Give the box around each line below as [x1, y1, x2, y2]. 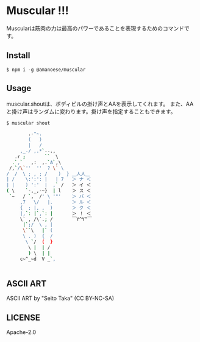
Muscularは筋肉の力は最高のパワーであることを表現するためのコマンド [6, 24, 185, 32]
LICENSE [6, 312, 41, 322]
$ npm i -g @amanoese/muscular [6, 67, 86, 73]
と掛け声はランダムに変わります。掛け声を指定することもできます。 [6, 107, 176, 115]
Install [6, 50, 30, 61]
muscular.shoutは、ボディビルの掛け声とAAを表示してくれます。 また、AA [6, 100, 194, 107]
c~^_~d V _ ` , [20, 256, 56, 262]
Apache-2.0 [6, 329, 37, 336]
